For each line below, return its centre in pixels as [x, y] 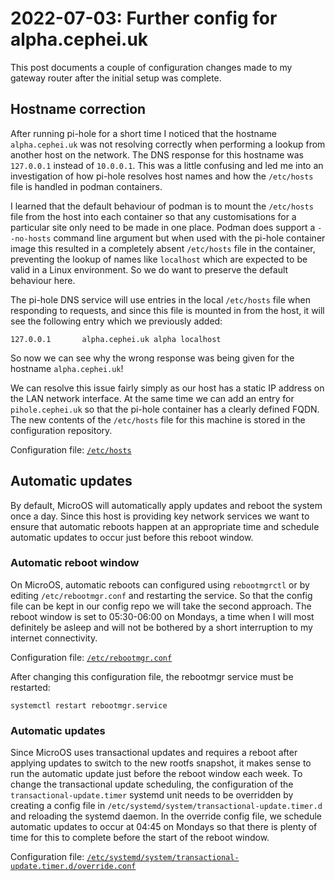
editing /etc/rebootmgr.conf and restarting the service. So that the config [161, 595]
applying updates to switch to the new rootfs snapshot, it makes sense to [161, 763]
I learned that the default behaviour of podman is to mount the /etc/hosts [162, 206]
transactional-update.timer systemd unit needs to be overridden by [152, 795]
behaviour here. [43, 280]
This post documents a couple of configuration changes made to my [151, 67]
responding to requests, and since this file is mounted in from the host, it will [167, 310]
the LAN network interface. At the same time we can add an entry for [152, 398]
